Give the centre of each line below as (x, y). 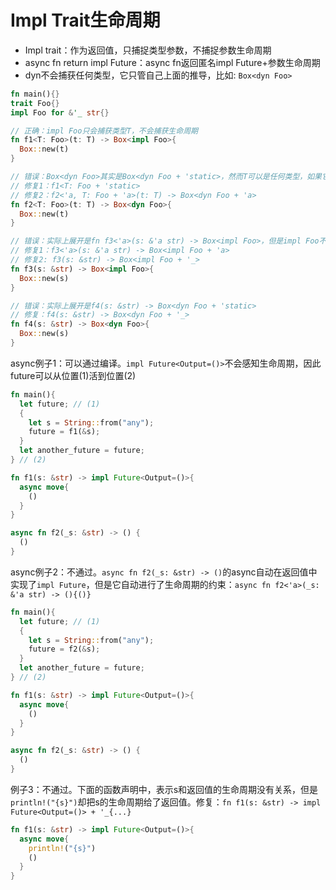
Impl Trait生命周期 (85, 20)
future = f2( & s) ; (64, 649)
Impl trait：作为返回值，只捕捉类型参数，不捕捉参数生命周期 (148, 50)
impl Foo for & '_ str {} (60, 112)
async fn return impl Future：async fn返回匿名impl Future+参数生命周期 (172, 62)
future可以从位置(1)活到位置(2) (73, 375)
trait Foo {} (35, 103)
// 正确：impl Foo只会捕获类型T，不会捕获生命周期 (104, 131)
